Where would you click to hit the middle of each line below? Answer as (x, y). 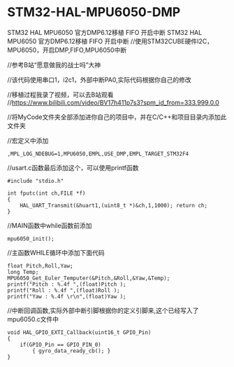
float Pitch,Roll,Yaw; (40, 266)
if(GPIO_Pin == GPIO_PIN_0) (60, 345)
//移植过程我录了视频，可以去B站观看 (60, 95)
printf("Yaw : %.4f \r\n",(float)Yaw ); (67, 296)
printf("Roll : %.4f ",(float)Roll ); (64, 290)
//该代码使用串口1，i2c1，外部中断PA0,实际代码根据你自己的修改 (100, 79)
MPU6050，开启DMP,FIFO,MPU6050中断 (67, 50)
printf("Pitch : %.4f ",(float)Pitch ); (67, 284)
